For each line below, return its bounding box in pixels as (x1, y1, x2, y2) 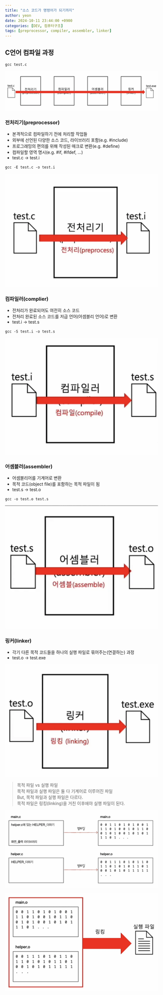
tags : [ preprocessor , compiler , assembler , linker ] (5, 28, 112, 34)
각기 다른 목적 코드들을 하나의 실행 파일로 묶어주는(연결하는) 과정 (12, 649, 135, 655)
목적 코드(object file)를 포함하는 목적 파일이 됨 (12, 481, 100, 487)
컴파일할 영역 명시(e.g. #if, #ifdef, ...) (12, 149, 83, 156)
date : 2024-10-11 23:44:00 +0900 (5, 18, 73, 23)
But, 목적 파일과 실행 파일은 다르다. (16, 795, 83, 800)
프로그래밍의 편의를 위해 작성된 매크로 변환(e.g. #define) (12, 143, 120, 149)
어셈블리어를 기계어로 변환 (12, 475, 62, 481)
